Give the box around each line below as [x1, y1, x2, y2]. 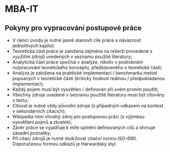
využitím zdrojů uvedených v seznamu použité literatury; [12, 53, 133, 60]
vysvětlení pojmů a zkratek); [12, 119, 72, 125]
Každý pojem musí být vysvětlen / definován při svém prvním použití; [12, 86, 159, 92]
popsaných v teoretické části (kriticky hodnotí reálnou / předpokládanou [12, 75, 165, 81]
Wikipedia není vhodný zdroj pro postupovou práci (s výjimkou [12, 113, 145, 120]
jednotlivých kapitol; [12, 43, 55, 49]
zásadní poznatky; [12, 130, 51, 136]
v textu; [12, 97, 29, 103]
